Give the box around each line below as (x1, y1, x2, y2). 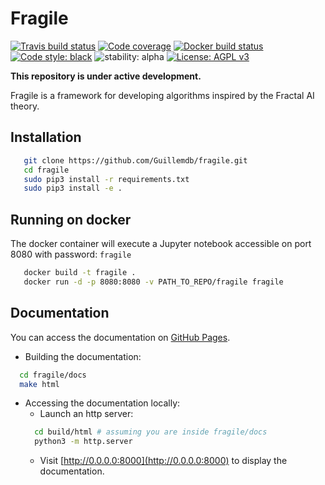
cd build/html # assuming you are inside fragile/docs (34, 427, 268, 437)
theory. (10, 100, 40, 112)
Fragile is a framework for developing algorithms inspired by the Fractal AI (10, 89, 315, 101)
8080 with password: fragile (10, 248, 132, 261)
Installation (10, 129, 82, 146)
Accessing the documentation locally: (24, 397, 181, 409)
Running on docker (10, 211, 132, 228)
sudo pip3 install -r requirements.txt (23, 174, 190, 184)
